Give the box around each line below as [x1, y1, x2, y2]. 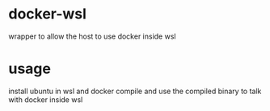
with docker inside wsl [8, 94, 83, 105]
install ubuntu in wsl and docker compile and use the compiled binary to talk [8, 86, 262, 96]
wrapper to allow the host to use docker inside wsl [8, 31, 176, 41]
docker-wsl [8, 5, 87, 23]
